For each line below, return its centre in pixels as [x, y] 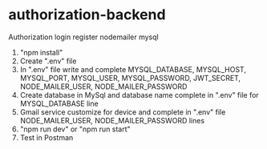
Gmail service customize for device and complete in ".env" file [123, 112]
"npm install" [41, 52]
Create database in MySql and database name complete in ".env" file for [139, 95]
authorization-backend [87, 15]
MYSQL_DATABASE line [59, 103]
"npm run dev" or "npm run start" [75, 129]
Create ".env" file [48, 61]
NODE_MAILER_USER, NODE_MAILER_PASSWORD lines [112, 120]
